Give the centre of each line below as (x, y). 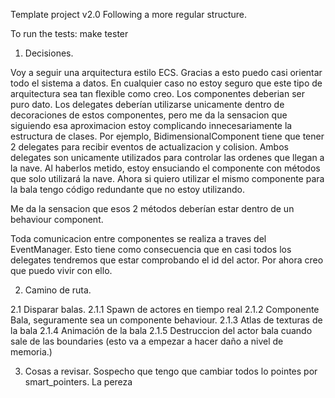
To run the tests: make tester (69, 33)
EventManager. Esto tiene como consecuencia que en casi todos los (151, 249)
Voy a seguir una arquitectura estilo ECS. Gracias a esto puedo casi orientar (166, 72)
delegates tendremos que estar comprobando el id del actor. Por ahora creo (167, 260)
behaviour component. (57, 219)
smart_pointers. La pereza (78, 382)
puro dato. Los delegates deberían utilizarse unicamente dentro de (147, 104)
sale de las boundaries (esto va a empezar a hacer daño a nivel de (147, 341)
